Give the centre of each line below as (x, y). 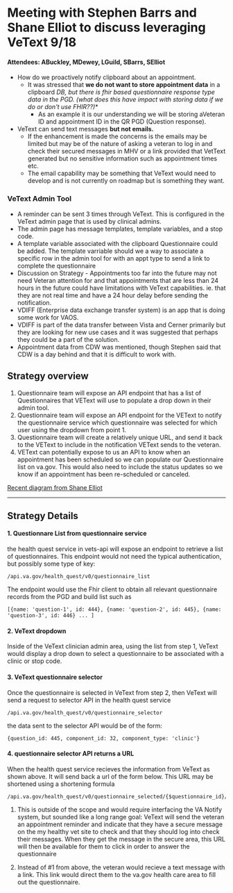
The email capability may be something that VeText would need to (122, 173)
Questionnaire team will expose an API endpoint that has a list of (109, 393)
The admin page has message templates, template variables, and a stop (120, 229)
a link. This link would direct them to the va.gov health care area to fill (116, 874)
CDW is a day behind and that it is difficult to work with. (96, 354)
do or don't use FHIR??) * (63, 107)
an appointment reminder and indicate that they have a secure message (120, 824)
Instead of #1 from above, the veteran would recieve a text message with (121, 867)
